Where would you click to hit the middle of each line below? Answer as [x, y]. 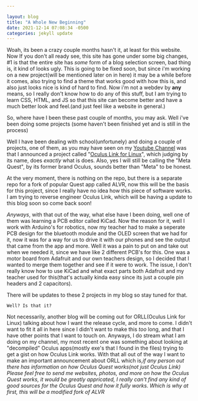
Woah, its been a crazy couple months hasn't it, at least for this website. [94, 50]
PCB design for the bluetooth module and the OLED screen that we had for [97, 234]
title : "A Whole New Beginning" [46, 22]
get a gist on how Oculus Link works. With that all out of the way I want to [96, 354]
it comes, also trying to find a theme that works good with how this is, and [96, 81]
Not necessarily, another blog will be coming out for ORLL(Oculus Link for [96, 317]
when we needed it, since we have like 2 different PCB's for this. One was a [98, 252]
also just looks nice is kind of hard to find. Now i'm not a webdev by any [94, 88]
